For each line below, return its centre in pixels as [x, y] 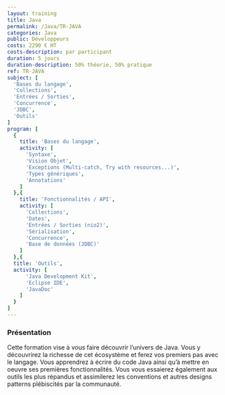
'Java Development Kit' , [61, 276]
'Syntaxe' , [41, 155]
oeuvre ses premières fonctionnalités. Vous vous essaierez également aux [112, 369]
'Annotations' [46, 180]
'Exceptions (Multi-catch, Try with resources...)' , [103, 167]
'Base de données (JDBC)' [62, 244]
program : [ [23, 129]
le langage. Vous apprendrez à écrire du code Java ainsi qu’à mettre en [108, 362]
